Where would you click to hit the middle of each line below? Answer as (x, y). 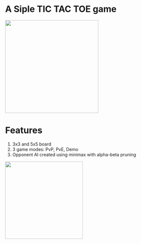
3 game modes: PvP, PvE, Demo (45, 149)
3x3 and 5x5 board (32, 144)
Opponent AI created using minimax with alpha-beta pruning (74, 154)
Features (24, 130)
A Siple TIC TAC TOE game (61, 9)
